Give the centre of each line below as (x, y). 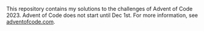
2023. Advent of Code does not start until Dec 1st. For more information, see (102, 15)
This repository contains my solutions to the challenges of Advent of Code (100, 9)
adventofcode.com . (31, 22)
